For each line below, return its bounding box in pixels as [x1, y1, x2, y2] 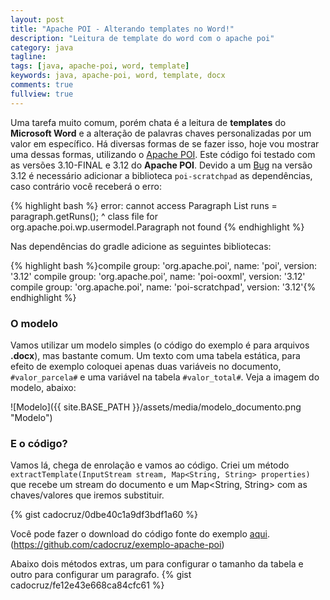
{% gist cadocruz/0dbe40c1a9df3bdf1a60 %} [10, 509, 199, 521]
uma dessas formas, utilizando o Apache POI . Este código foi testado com [10, 148, 316, 160]
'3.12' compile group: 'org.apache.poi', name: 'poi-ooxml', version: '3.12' [10, 270, 306, 282]
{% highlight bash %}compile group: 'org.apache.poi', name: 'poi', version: [10, 259, 318, 271]
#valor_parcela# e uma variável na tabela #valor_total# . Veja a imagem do [10, 371, 320, 383]
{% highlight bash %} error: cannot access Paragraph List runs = [10, 199, 278, 211]
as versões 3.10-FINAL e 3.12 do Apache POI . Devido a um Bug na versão [10, 159, 313, 171]
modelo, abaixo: [10, 381, 77, 393]
